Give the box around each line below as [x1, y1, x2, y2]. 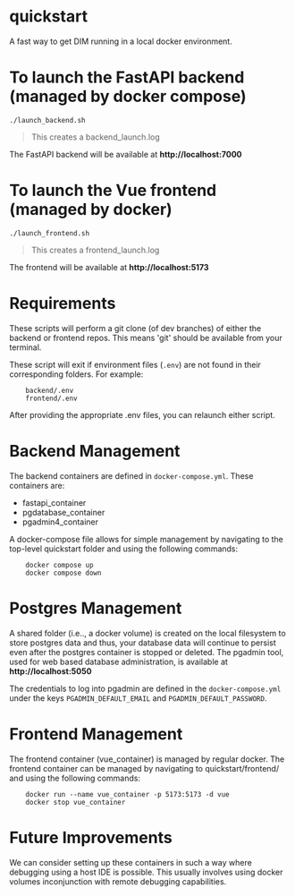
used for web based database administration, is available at [9, 656, 228, 667]
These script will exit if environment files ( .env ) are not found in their [9, 359, 262, 370]
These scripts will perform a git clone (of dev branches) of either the [9, 322, 262, 333]
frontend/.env [25, 394, 78, 403]
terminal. [9, 342, 42, 353]
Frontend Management [9, 723, 183, 744]
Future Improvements [9, 827, 173, 848]
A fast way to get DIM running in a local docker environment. [9, 36, 232, 47]
